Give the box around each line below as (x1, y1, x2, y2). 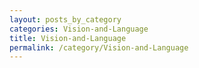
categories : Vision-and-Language (9, 24, 149, 34)
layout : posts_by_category (9, 14, 122, 25)
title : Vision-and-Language (9, 33, 127, 43)
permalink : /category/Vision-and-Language (9, 42, 189, 53)
